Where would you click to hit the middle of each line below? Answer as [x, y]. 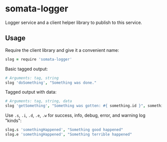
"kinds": [13, 121]
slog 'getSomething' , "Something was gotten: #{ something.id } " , [75, 106]
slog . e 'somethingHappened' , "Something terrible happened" [69, 135]
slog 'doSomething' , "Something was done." [51, 83]
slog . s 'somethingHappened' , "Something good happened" [64, 130]
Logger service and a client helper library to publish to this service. [74, 22]
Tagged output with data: [31, 92]
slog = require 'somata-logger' [39, 59]
